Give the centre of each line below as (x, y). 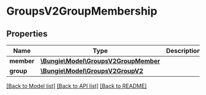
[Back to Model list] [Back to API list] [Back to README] (77, 86)
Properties (27, 34)
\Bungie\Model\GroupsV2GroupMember (100, 61)
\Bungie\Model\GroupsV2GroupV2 (92, 71)
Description (183, 51)
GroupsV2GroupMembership (82, 11)
